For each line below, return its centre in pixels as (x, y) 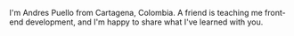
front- (275, 13)
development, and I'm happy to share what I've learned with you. (144, 22)
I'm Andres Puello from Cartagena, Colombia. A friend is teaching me (136, 13)
